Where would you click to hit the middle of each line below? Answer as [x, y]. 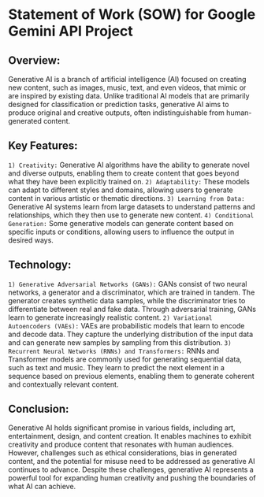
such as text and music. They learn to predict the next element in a [116, 367]
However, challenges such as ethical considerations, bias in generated [123, 453]
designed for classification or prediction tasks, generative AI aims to [119, 104]
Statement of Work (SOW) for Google [132, 15]
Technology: [40, 265]
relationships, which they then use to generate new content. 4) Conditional [131, 215]
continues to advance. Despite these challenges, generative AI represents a [131, 469]
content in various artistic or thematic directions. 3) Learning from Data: [127, 198]
